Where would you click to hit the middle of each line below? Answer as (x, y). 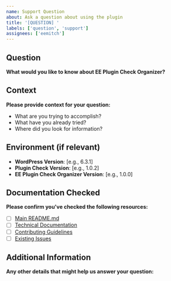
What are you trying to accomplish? (58, 116)
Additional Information (49, 258)
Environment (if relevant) (53, 148)
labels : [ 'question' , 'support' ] (47, 28)
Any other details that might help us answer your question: (80, 272)
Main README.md (37, 218)
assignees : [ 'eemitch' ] (36, 34)
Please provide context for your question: (58, 105)
